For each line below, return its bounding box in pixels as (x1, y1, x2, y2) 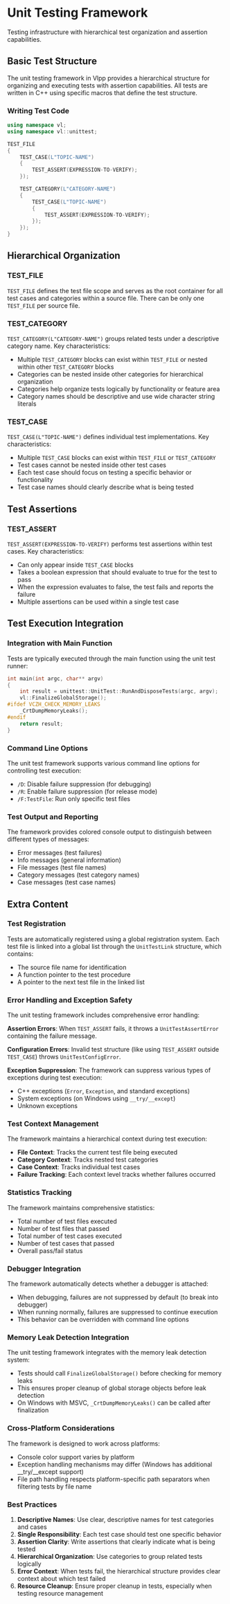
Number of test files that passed (17, 1224, 109, 1232)
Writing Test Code (7, 106, 70, 115)
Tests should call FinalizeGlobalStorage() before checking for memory (17, 1369, 222, 1378)
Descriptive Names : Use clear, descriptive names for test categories (17, 1515, 214, 1523)
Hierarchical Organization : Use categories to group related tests (17, 1552, 203, 1560)
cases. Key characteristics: (7, 547, 85, 556)
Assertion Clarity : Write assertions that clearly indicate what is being (17, 1537, 215, 1546)
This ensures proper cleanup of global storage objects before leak (17, 1384, 206, 1392)
